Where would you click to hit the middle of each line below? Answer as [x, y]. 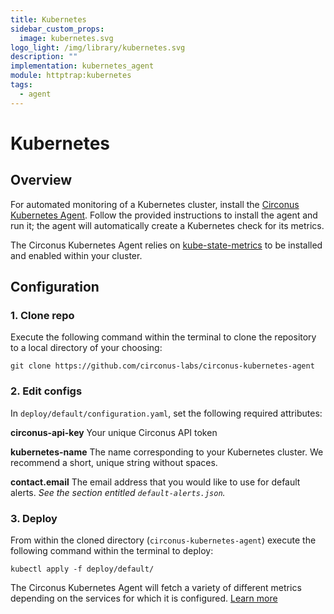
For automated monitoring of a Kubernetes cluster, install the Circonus [155, 204]
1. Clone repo [42, 315]
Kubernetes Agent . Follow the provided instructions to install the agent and [164, 215]
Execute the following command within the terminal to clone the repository [163, 337]
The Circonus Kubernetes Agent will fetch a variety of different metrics [156, 587]
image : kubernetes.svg [66, 38]
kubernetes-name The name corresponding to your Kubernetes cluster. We [167, 452]
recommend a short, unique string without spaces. [114, 462]
